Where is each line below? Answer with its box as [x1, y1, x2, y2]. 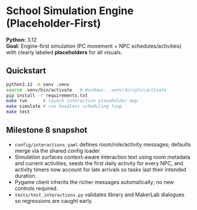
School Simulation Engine [6, 4, 134, 18]
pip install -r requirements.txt [6, 93, 88, 99]
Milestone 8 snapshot [6, 125, 88, 135]
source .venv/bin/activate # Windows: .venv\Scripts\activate [6, 87, 167, 93]
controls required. [14, 185, 58, 192]
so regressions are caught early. [14, 197, 93, 204]
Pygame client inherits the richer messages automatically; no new [14, 178, 175, 185]
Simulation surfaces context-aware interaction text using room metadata [14, 153, 191, 160]
